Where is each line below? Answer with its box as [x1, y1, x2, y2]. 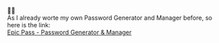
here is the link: [7, 21, 51, 29]
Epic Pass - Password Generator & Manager [7, 28, 132, 36]
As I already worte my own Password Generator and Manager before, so [7, 14, 212, 22]
